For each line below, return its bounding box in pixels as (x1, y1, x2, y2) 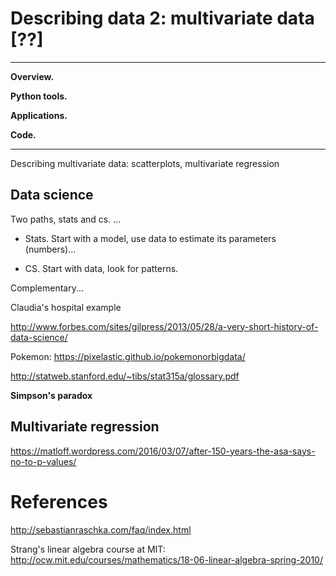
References (10, 490, 108, 513)
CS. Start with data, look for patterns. (24, 262, 179, 274)
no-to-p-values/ (10, 455, 77, 467)
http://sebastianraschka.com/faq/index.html (10, 523, 192, 536)
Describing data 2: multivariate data (10, 7, 315, 30)
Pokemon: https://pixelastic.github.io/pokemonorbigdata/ (10, 350, 246, 362)
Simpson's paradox (10, 389, 93, 401)
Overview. (10, 70, 55, 82)
